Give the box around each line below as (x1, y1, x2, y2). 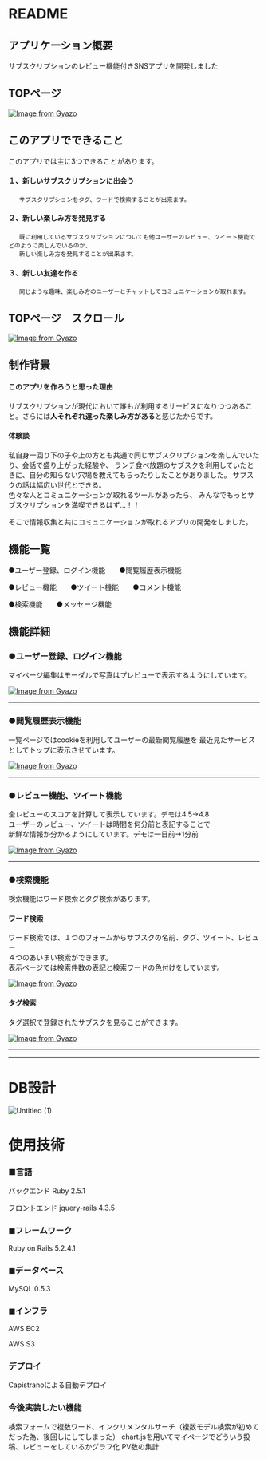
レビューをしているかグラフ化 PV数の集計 (22, 1441, 160, 1451)
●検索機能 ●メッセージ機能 (8, 599, 112, 609)
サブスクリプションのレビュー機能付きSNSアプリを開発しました (8, 61, 219, 70)
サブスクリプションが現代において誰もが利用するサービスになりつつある (8, 401, 246, 411)
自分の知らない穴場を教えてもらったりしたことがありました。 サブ (29, 470, 247, 480)
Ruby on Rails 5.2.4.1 (8, 1244, 76, 1253)
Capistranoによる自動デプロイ (8, 1380, 108, 1390)
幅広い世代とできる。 (35, 480, 106, 489)
